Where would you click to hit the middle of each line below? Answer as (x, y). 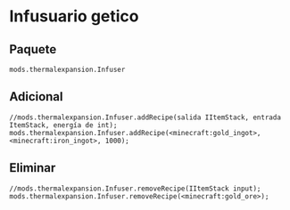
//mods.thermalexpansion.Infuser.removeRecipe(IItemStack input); (135, 189)
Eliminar (33, 168)
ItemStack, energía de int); (63, 125)
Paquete (33, 49)
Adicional (37, 97)
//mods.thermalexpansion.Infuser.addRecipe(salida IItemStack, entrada (145, 117)
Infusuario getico (75, 16)
